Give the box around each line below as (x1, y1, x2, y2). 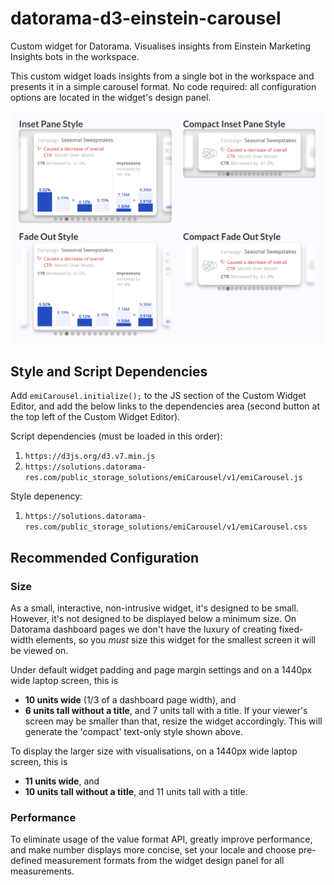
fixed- (278, 623, 304, 636)
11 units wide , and (24, 775, 100, 787)
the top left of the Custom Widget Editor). (10, 411, 181, 423)
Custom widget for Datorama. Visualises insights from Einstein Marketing (10, 40, 312, 52)
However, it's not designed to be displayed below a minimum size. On (10, 613, 297, 625)
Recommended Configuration (10, 549, 199, 566)
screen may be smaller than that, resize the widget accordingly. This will (24, 715, 323, 727)
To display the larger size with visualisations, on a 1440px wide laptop (10, 745, 298, 757)
